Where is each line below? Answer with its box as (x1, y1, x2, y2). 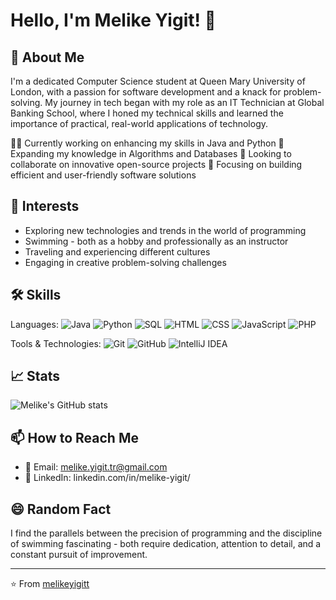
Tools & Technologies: (10, 337, 102, 349)
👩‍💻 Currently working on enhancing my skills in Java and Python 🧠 (10, 137, 285, 149)
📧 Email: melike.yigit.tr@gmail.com (24, 461, 168, 473)
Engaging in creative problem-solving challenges (24, 256, 227, 268)
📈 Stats (10, 368, 61, 385)
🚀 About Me (10, 49, 85, 66)
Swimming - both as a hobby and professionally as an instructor (24, 235, 289, 247)
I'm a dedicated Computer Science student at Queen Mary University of (10, 75, 306, 87)
